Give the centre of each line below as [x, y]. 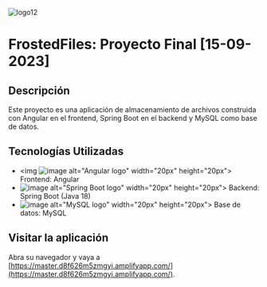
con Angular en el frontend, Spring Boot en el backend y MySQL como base [133, 118]
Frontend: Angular [49, 179]
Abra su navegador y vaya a [54, 257]
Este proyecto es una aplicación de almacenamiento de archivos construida [132, 110]
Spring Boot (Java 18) [55, 196]
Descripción [39, 90]
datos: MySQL [43, 213]
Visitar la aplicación [59, 238]
